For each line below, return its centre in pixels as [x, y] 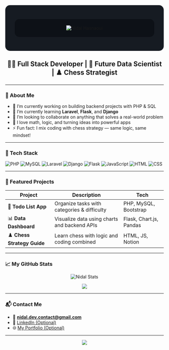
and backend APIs [76, 225]
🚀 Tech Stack [22, 153]
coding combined [75, 242]
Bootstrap [135, 210]
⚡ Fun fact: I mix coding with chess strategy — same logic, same [79, 128]
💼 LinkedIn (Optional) [34, 323]
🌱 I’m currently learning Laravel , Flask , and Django [65, 112]
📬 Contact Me [24, 304]
